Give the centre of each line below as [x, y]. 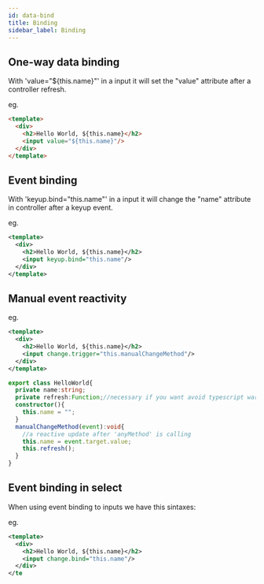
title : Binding [33, 23]
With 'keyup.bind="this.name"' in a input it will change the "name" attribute [130, 199]
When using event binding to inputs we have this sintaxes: [102, 507]
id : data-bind [31, 15]
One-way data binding [64, 62]
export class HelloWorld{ [50, 383]
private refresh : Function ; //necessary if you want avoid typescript [130, 398]
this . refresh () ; [49, 449]
